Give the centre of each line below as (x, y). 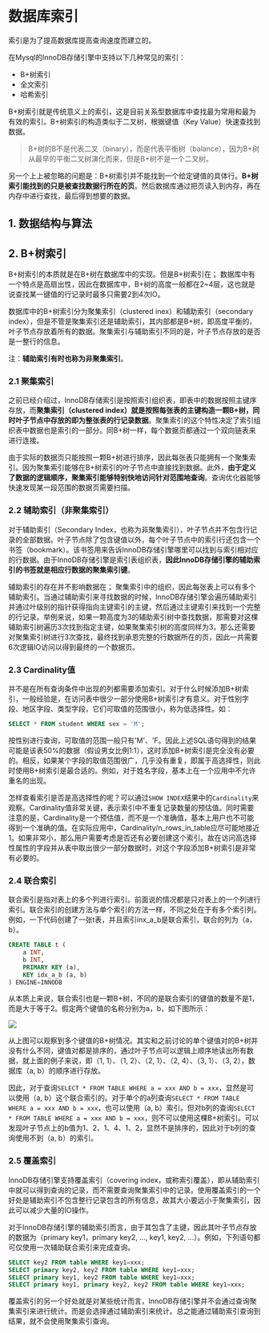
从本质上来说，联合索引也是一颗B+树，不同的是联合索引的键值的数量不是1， (134, 999)
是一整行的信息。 (36, 341)
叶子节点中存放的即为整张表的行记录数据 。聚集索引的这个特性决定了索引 (134, 420)
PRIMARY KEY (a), (52, 967)
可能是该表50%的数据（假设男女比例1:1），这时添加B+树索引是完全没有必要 (131, 750)
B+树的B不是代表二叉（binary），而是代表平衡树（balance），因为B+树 (144, 149)
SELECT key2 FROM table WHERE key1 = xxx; (77, 1262)
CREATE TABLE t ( (37, 945)
